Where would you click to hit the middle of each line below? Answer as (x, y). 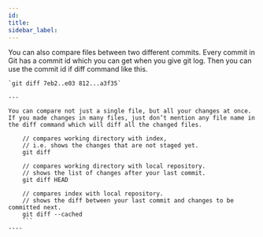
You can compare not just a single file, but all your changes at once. (130, 111)
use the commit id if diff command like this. (78, 69)
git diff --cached (52, 215)
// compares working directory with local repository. (114, 166)
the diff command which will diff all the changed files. (105, 125)
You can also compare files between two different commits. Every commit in (132, 53)
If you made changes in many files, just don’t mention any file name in (132, 118)
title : (19, 23)
